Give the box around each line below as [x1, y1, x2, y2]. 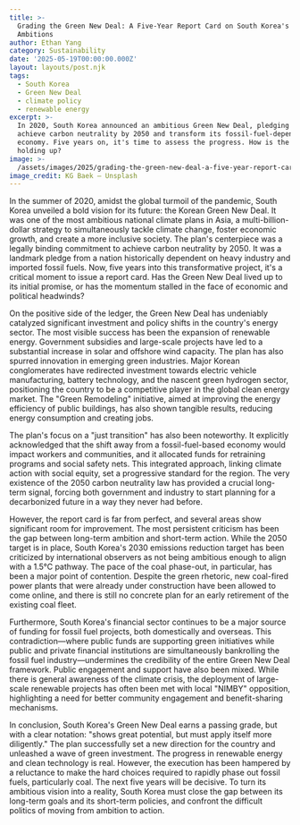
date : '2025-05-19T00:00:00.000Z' [9, 55, 138, 64]
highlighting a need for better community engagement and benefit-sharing [9, 693, 284, 703]
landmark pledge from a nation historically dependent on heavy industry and [9, 252, 291, 264]
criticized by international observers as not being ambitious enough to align [9, 552, 287, 563]
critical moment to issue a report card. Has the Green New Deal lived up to [9, 272, 283, 283]
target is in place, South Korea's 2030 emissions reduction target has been [9, 542, 285, 553]
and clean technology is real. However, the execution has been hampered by [9, 758, 291, 769]
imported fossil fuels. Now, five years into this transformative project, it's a [9, 262, 283, 273]
